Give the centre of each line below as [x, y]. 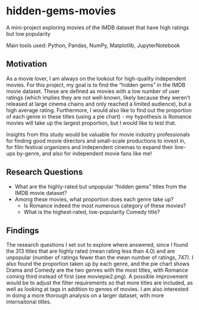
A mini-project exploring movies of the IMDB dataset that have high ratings [97, 27]
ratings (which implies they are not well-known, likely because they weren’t [98, 97]
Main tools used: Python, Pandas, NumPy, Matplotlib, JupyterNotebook [93, 45]
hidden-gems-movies [61, 11]
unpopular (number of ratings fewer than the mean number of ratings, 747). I [100, 258]
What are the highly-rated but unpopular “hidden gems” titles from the [101, 187]
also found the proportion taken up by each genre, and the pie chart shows [98, 264]
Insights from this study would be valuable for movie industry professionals [98, 134]
